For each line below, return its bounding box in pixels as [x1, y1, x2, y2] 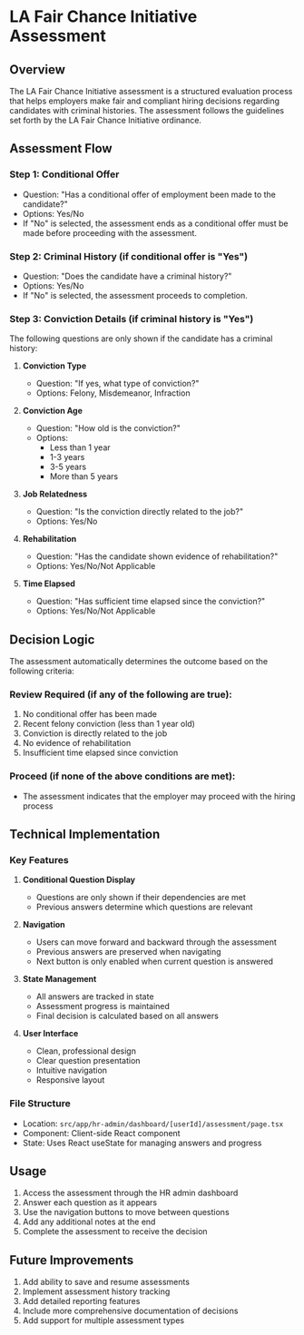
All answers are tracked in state [35, 991, 154, 1002]
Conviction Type [22, 360, 87, 371]
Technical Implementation [9, 827, 161, 842]
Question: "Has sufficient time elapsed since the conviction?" [35, 596, 266, 607]
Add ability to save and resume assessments [22, 1277, 191, 1288]
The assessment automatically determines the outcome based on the [9, 656, 269, 667]
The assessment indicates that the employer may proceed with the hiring [22, 790, 296, 801]
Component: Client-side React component [22, 1127, 181, 1138]
